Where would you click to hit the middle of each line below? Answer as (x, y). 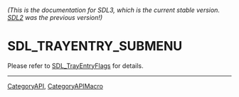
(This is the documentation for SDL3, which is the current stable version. (114, 10)
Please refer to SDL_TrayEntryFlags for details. (75, 65)
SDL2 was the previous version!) (55, 17)
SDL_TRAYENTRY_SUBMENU (95, 46)
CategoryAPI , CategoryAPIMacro (55, 86)
